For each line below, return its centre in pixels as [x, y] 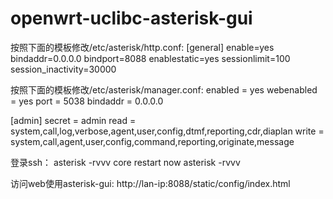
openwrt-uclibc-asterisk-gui [131, 18]
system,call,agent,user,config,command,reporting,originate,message [152, 141]
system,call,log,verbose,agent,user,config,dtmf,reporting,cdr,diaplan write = [167, 131]
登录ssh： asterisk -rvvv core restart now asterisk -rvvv [125, 162]
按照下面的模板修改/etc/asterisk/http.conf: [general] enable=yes [142, 47]
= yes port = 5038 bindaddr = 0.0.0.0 [87, 101]
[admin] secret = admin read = [73, 120]
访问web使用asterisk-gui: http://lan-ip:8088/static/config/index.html [150, 183]
